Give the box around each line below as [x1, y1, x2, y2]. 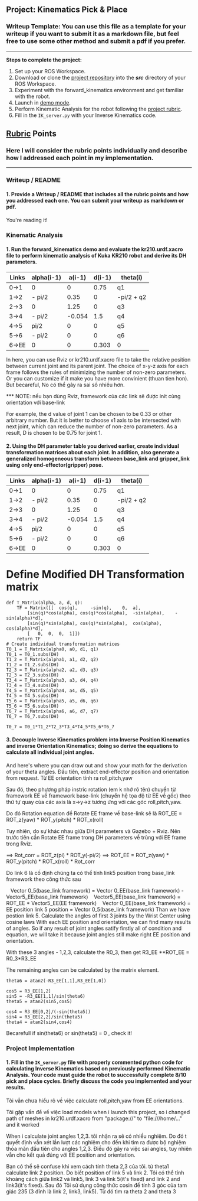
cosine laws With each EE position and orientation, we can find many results [6, 918, 192, 925]
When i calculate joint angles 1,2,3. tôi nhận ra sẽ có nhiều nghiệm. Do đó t [6, 1132, 187, 1140]
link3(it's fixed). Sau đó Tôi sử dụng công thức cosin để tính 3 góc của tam [6, 1182, 187, 1189]
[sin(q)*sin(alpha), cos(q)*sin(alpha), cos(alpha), [27, 620, 162, 626]
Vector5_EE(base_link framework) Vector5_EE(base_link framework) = [6, 893, 181, 900]
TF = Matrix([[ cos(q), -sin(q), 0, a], [16, 605, 141, 611]
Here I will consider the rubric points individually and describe [6, 147, 187, 154]
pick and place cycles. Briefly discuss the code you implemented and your [6, 1078, 192, 1085]
